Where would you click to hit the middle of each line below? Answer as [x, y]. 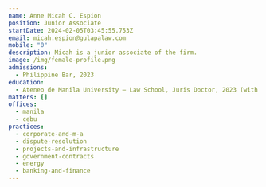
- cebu [26, 119]
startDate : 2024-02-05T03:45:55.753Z [71, 30]
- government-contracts [55, 156]
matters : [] [28, 97]
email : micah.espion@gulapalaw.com [67, 38]
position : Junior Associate [55, 23]
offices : [23, 104]
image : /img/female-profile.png [62, 60]
